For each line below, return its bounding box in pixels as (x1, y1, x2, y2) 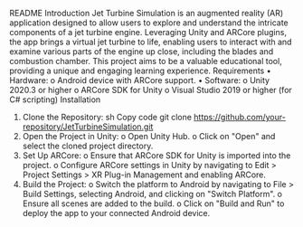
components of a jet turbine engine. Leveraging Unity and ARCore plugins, (9, 27, 288, 37)
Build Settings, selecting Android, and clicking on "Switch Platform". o (22, 189, 283, 199)
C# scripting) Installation (9, 94, 101, 105)
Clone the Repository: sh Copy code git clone (22, 112, 193, 122)
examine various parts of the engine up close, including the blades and (9, 46, 274, 57)
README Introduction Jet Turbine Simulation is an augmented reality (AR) (9, 8, 284, 18)
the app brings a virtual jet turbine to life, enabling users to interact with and (9, 36, 292, 47)
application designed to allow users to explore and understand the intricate (9, 17, 289, 28)
